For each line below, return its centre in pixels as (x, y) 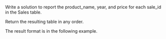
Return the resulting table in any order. (44, 22)
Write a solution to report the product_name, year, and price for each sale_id (83, 7)
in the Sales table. (23, 12)
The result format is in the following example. (51, 31)
